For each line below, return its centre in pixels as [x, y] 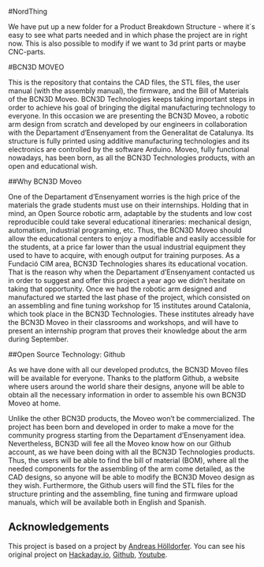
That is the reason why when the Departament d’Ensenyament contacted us [132, 272]
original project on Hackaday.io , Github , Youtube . [88, 554]
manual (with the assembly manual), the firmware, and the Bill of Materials [129, 91]
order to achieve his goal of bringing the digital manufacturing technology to [132, 107]
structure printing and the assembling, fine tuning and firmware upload [123, 494]
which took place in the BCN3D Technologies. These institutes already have [131, 314]
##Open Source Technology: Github [67, 354]
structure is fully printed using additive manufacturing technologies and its [129, 141]
